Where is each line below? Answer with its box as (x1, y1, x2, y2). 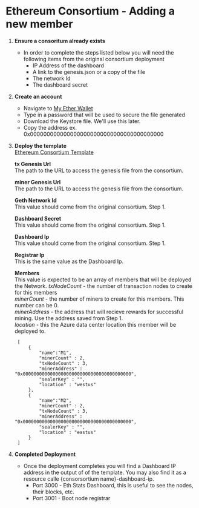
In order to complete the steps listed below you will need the (23, 48, 174, 56)
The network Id (32, 75, 71, 82)
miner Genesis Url (14, 178, 61, 185)
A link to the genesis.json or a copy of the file (32, 68, 146, 75)
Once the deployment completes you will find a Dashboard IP (23, 462, 177, 469)
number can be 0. (14, 301, 59, 309)
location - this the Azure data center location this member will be (14, 321, 177, 328)
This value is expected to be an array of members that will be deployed (14, 276, 192, 283)
